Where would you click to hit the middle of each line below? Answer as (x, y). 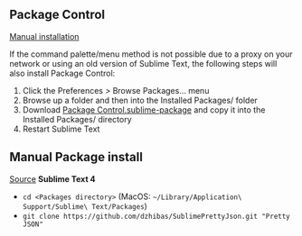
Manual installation (44, 36)
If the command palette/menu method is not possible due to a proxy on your (151, 54)
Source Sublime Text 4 (53, 178)
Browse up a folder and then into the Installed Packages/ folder (140, 100)
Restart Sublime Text (61, 129)
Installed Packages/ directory (77, 119)
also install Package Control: (62, 73)
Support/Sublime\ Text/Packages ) (85, 205)
